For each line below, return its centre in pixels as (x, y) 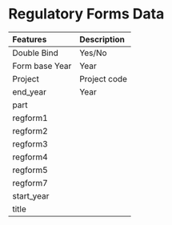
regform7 (30, 183)
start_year (31, 195)
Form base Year (42, 66)
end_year (29, 91)
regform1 (30, 118)
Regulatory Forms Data (86, 14)
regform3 (30, 143)
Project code (104, 78)
